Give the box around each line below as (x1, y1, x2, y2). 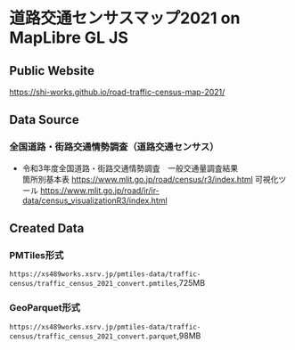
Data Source (9, 112, 79, 127)
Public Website (9, 63, 95, 78)
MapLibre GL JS (9, 28, 129, 48)
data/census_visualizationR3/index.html (21, 195, 168, 206)
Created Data (9, 221, 85, 236)
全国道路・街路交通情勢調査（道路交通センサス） (9, 141, 219, 153)
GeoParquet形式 (9, 302, 81, 314)
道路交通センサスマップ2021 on (9, 8, 241, 28)
